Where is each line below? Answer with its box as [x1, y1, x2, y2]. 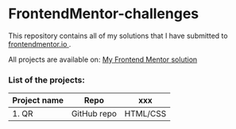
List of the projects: [8, 74, 85, 85]
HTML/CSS [124, 108, 167, 120]
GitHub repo [71, 108, 118, 120]
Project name [12, 95, 64, 106]
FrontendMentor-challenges [8, 5, 199, 23]
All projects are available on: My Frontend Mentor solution [8, 55, 198, 64]
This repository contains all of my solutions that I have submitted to [8, 31, 228, 40]
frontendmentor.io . [8, 39, 72, 48]
